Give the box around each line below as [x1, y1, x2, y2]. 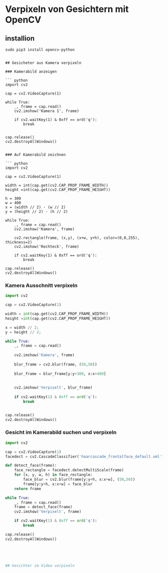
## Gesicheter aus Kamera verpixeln [5, 60, 81, 65]
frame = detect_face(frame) [14, 504, 72, 509]
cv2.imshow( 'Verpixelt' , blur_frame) [14, 385, 93, 390]
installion [5, 34, 35, 42]
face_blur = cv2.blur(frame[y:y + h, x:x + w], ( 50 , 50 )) [23, 477, 135, 482]
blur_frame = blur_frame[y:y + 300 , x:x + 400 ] [14, 371, 106, 376]
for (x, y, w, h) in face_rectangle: [14, 472, 93, 477]
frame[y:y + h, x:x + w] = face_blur [23, 481, 93, 486]
